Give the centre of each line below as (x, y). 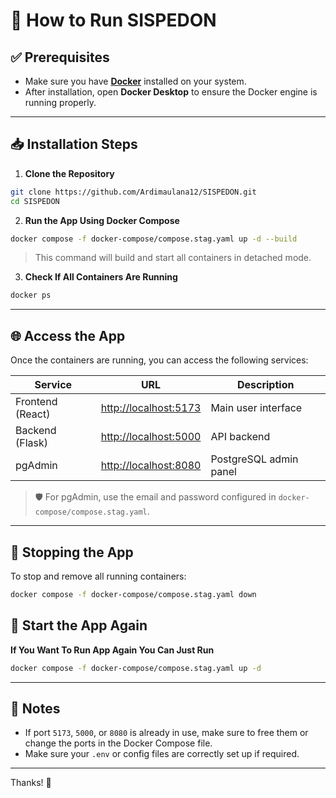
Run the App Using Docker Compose (102, 220)
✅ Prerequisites (60, 57)
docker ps (31, 295)
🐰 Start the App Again (79, 625)
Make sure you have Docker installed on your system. (135, 81)
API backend (240, 437)
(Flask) (32, 443)
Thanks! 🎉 (31, 783)
